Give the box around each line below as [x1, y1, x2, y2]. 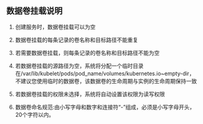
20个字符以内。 [15, 111, 55, 118]
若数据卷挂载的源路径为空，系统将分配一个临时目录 [15, 62, 144, 69]
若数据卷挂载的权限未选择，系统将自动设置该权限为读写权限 [15, 90, 165, 98]
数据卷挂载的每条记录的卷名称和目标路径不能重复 [15, 36, 138, 43]
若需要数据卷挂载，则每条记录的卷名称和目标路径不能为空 [15, 49, 160, 56]
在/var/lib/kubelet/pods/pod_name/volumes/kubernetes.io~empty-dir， [15, 70, 195, 77]
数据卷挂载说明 [6, 5, 63, 16]
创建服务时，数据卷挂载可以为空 [15, 23, 96, 31]
